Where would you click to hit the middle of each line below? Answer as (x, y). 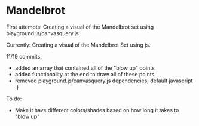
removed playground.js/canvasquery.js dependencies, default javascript (104, 81)
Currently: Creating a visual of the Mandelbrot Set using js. (78, 45)
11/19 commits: (24, 56)
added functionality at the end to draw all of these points (85, 74)
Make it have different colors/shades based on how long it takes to (97, 110)
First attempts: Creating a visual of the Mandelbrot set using (80, 27)
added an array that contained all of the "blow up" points (85, 68)
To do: (14, 99)
